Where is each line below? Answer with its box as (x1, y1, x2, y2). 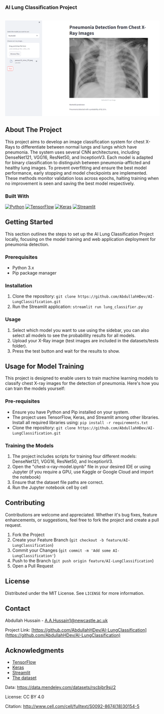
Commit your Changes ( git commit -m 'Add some (12, 547, 111, 553)
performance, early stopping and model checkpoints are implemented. (5, 170, 148, 176)
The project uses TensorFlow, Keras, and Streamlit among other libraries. (12, 414, 160, 420)
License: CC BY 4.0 (5, 694, 45, 700)
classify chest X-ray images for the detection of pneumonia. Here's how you (5, 381, 159, 386)
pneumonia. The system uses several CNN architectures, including (5, 149, 140, 155)
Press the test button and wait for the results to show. (12, 348, 120, 354)
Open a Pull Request (12, 563, 54, 569)
